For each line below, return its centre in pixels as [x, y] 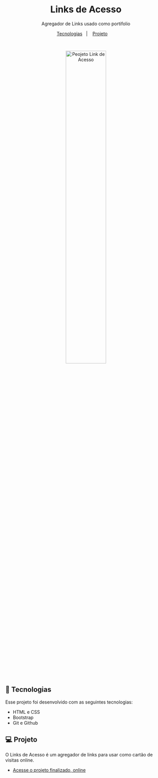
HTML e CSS [26, 712]
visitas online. [20, 760]
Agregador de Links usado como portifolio [86, 24]
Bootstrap [23, 717]
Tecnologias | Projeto [82, 33]
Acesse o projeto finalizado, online [49, 770]
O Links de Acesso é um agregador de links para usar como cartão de [79, 754]
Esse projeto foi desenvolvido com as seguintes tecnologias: [69, 702]
